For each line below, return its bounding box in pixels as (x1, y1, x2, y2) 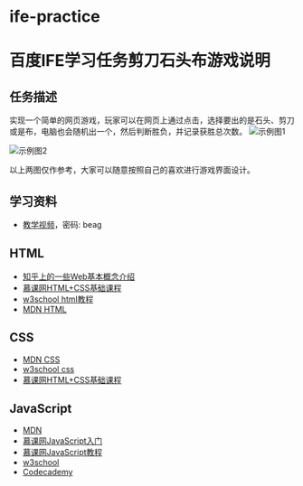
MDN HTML (22, 304, 68, 314)
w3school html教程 (22, 294, 94, 304)
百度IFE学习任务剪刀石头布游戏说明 (9, 51, 271, 71)
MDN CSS (22, 354, 61, 365)
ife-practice (9, 6, 101, 27)
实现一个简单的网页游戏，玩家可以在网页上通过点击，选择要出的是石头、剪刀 (9, 115, 295, 126)
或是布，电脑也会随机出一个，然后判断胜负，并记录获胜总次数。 (9, 126, 247, 137)
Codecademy (22, 467, 73, 478)
